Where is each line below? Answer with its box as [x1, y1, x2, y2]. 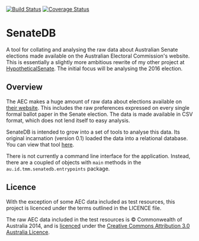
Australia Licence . [6, 229, 50, 236]
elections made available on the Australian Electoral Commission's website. [6, 52, 190, 59]
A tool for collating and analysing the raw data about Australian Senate [6, 46, 178, 53]
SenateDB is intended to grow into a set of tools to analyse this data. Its [6, 128, 181, 135]
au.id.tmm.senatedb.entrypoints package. [6, 165, 110, 172]
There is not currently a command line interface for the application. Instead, [6, 152, 191, 160]
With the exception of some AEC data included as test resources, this [6, 198, 175, 205]
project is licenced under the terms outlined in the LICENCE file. [6, 204, 162, 211]
